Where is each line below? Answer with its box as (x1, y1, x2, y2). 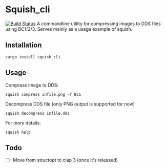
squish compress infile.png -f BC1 (5, 92, 81, 97)
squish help (5, 130, 31, 135)
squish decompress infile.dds (5, 111, 70, 116)
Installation (5, 41, 42, 50)
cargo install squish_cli (5, 54, 60, 59)
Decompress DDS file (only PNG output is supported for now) (5, 101, 135, 107)
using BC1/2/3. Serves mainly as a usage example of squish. (5, 26, 133, 32)
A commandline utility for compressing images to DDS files (36, 20, 161, 27)
